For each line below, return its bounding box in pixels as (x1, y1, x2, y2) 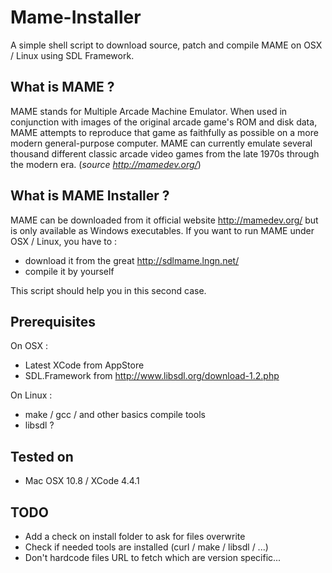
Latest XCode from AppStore (24, 359, 145, 371)
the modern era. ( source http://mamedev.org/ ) (10, 158, 202, 170)
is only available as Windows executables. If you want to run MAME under (10, 224, 315, 236)
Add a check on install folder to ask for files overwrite (24, 531, 246, 542)
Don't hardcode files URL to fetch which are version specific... (24, 552, 282, 563)
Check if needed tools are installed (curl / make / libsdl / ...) (24, 541, 269, 553)
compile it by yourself (24, 265, 115, 277)
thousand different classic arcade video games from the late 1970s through (10, 147, 320, 160)
